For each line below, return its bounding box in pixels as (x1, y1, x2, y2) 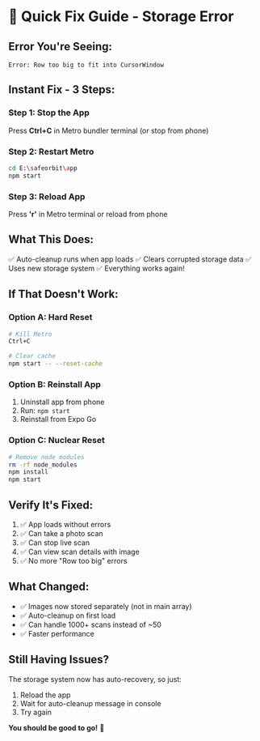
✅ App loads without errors (19, 519, 111, 529)
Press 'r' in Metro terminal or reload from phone (8, 210, 168, 219)
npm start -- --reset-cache (8, 360, 103, 368)
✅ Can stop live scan (19, 538, 90, 547)
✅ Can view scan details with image (19, 547, 140, 556)
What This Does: (8, 232, 94, 246)
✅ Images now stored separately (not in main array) (19, 601, 192, 611)
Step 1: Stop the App (8, 107, 90, 118)
